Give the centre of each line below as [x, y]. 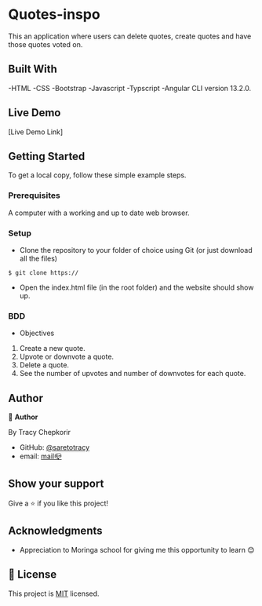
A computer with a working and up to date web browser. [99, 213]
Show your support [56, 484]
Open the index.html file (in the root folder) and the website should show [136, 287]
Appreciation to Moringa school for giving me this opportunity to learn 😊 [137, 549]
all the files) [38, 258]
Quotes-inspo [54, 15]
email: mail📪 [40, 456]
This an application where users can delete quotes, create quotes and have [130, 36]
